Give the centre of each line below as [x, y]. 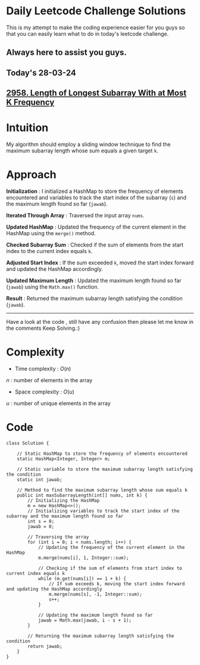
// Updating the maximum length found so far [95, 615]
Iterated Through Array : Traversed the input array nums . [75, 215]
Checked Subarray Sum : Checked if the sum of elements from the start [95, 245]
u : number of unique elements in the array [59, 403]
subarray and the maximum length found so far [65, 516]
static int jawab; [40, 480]
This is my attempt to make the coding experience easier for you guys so [96, 27]
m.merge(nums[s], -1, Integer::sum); [96, 594]
